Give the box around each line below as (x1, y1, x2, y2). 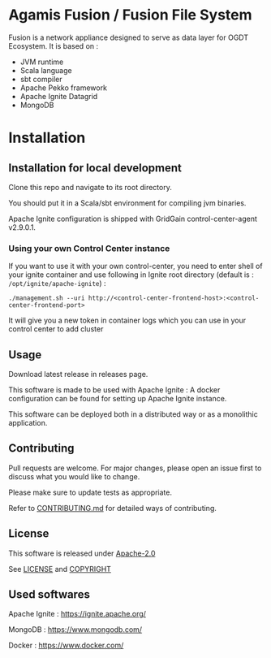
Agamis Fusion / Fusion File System (8, 6, 253, 24)
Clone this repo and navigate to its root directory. (8, 182, 172, 192)
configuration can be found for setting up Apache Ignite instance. (8, 394, 227, 404)
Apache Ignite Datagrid (19, 91, 98, 101)
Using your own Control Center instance (8, 242, 170, 253)
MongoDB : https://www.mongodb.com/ (8, 625, 143, 634)
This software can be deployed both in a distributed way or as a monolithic (8, 409, 258, 419)
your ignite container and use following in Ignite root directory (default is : (8, 270, 254, 279)
